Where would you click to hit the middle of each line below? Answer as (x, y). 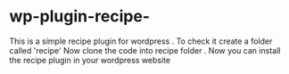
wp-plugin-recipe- (79, 16)
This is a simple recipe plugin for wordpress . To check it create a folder (141, 41)
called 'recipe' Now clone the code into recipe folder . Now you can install (145, 50)
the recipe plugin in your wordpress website (90, 60)
